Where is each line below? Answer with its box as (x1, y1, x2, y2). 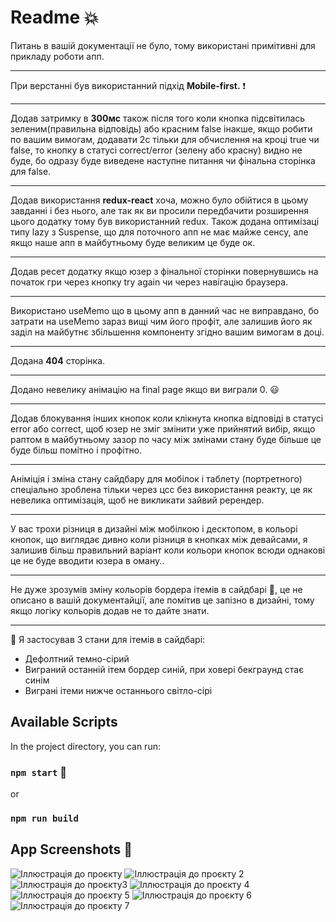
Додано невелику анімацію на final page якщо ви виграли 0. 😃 (10, 383, 280, 395)
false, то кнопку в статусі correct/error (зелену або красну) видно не (10, 144, 303, 156)
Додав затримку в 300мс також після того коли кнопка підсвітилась (10, 112, 306, 124)
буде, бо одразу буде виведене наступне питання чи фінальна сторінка (10, 154, 316, 166)
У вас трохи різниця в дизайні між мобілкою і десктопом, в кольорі (10, 522, 298, 535)
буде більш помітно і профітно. (10, 444, 143, 456)
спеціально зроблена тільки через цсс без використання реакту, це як (10, 483, 313, 495)
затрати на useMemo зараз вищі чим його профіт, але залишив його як (10, 315, 313, 327)
